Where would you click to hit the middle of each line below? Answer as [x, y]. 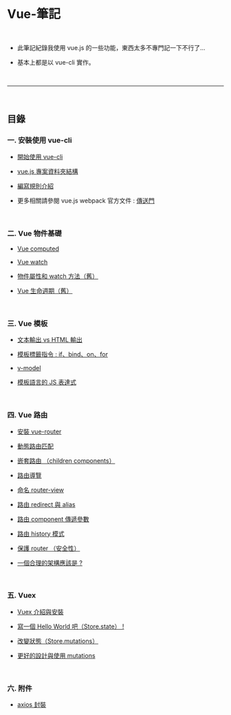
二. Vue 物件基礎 [34, 233]
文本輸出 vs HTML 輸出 [49, 340]
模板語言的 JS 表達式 [47, 383]
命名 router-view [40, 490]
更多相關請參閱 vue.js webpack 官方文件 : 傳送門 [86, 201]
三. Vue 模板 [27, 324]
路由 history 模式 [41, 534]
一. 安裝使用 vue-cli [40, 140]
